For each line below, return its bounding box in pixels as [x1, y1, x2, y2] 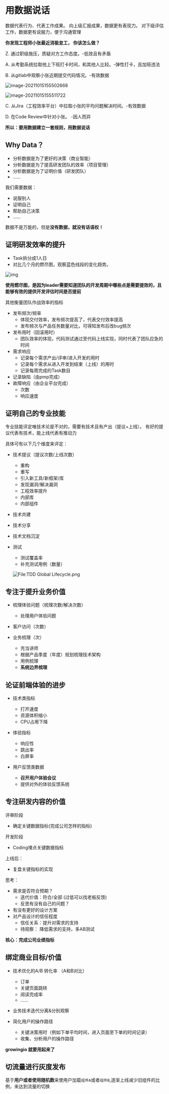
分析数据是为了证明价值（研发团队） [12, 168, 89, 174]
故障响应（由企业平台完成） [12, 380, 71, 386]
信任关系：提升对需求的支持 [20, 919, 79, 925]
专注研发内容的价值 [5, 797, 66, 806]
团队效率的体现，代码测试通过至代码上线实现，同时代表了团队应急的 [20, 335, 163, 341]
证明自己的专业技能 [5, 409, 66, 418]
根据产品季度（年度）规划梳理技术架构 [20, 652, 101, 658]
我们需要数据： [5, 184, 37, 190]
